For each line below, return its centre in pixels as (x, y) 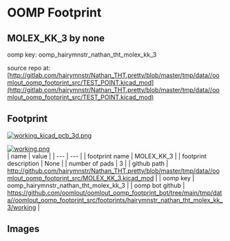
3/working (22, 207)
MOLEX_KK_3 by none (56, 38)
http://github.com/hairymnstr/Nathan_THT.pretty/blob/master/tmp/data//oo (114, 171)
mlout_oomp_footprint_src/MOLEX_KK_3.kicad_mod (81, 178)
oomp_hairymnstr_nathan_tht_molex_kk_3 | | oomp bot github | (96, 185)
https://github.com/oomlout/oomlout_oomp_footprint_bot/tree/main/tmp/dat (115, 192)
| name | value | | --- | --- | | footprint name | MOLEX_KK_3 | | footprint (107, 156)
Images (23, 229)
